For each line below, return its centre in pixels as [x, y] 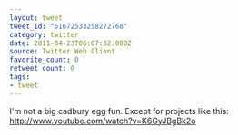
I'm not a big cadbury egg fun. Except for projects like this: [119, 111]
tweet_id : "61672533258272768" [69, 26]
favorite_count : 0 [44, 60]
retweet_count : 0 [42, 69]
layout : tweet [36, 18]
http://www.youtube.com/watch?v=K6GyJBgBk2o [103, 121]
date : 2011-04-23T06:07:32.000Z [70, 43]
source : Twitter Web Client [63, 52]
